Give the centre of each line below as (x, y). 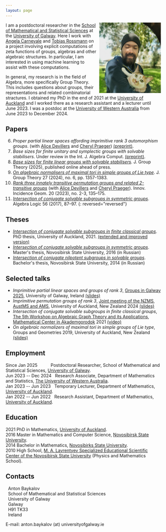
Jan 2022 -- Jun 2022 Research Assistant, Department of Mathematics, (80, 397)
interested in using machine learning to (45, 62)
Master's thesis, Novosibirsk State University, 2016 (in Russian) (77, 253)
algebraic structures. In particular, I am (45, 56)
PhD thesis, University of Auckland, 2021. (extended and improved (80, 237)
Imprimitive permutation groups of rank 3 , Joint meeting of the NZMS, (84, 301)
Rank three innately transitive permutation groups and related (75, 183)
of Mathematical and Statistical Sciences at (49, 30)
